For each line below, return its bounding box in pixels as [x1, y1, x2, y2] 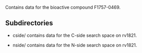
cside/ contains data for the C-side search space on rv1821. [12, 32, 137, 38]
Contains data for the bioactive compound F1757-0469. [5, 5, 121, 10]
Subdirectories [5, 19, 53, 27]
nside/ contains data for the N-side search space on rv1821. [12, 42, 137, 48]
